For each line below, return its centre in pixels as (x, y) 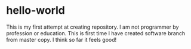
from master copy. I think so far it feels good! (61, 39)
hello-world (36, 10)
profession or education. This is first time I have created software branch (96, 33)
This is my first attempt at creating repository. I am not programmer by (93, 27)
